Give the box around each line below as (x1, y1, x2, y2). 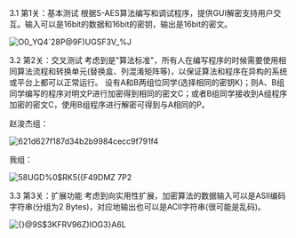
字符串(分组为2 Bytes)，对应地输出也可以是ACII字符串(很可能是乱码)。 (9, 202, 267, 211)
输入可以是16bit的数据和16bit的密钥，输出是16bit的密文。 (24, 19, 233, 29)
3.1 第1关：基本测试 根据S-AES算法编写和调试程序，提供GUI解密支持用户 (9, 8, 274, 18)
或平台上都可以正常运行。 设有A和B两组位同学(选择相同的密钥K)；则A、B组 (9, 77, 285, 87)
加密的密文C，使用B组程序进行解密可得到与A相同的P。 (9, 99, 210, 109)
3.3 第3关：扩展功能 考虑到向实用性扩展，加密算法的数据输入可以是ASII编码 (9, 190, 286, 201)
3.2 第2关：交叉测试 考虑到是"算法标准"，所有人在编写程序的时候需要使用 (9, 55, 279, 65)
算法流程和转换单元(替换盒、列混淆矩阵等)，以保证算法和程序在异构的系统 (16, 66, 288, 76)
